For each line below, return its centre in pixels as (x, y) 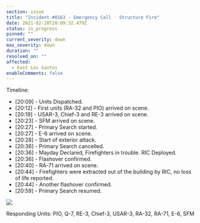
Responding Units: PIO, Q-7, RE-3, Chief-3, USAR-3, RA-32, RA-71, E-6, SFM (100, 214)
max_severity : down (31, 46)
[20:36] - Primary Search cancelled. (59, 146)
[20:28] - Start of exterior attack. (56, 140)
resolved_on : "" (26, 56)
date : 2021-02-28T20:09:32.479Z (47, 23)
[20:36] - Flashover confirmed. (53, 159)
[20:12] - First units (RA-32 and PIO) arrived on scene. (82, 108)
